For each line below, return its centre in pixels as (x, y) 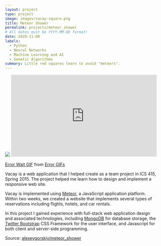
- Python (18, 46)
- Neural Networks (28, 50)
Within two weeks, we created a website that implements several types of (79, 199)
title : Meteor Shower (27, 23)
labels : (13, 41)
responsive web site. (26, 184)
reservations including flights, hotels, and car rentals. (58, 204)
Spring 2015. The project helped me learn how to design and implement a (78, 179)
